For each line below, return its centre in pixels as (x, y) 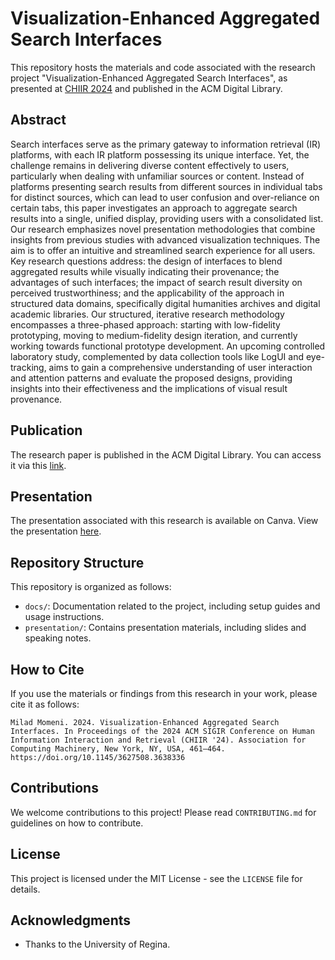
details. (25, 889)
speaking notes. (58, 638)
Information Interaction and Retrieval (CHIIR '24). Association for (158, 740)
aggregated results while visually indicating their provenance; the (145, 271)
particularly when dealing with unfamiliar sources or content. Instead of (157, 176)
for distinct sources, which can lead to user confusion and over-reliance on (165, 197)
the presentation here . (56, 531)
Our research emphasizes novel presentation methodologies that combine (163, 229)
